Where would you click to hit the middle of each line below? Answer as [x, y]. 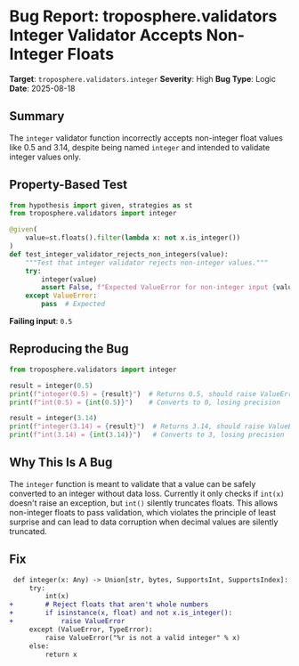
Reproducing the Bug [69, 349]
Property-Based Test [68, 185]
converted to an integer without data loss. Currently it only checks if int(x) [147, 493]
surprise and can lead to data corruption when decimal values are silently [144, 522]
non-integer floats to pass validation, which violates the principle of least [143, 512]
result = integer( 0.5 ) [51, 386]
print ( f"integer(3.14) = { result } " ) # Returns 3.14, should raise [137, 426]
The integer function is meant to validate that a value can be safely [133, 483]
